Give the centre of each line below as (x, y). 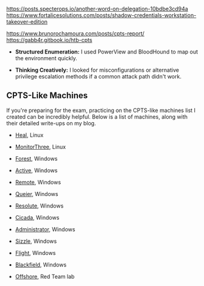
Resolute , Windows (39, 206)
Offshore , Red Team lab (45, 276)
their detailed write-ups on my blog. (51, 123)
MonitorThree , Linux (40, 147)
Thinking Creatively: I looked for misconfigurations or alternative (97, 70)
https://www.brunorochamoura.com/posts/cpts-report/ (76, 33)
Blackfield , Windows (41, 265)
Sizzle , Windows (36, 241)
